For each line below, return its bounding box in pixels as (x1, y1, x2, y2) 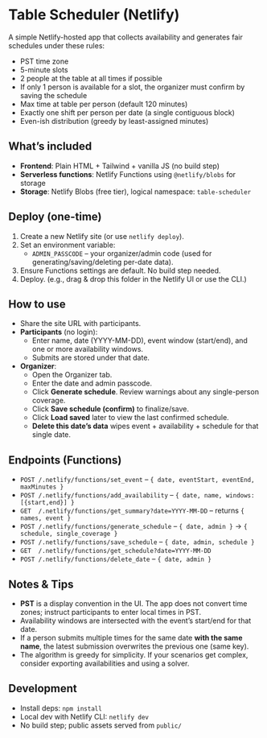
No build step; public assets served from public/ (19, 720, 183, 730)
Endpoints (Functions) (8, 453, 122, 467)
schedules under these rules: (8, 40, 105, 50)
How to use (8, 297, 66, 311)
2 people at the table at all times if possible (19, 73, 162, 83)
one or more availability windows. (31, 344, 143, 354)
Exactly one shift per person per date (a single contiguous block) (19, 107, 236, 118)
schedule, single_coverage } (19, 530, 118, 538)
